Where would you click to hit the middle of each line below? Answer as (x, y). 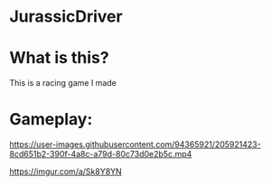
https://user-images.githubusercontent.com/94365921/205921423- (135, 144)
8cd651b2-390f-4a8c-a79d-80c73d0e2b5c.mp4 (101, 154)
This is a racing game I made (63, 83)
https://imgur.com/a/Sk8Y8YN (65, 172)
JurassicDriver (66, 17)
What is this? (60, 58)
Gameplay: (51, 120)
